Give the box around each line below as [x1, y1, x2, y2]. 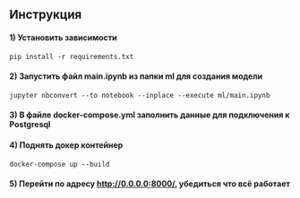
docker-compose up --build [9, 159, 110, 168]
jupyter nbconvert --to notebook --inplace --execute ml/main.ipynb [9, 90, 270, 99]
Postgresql [9, 119, 51, 130]
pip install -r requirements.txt [9, 52, 134, 61]
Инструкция [9, 7, 82, 22]
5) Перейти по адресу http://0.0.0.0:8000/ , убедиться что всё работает [9, 178, 291, 189]
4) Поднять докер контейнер [9, 139, 124, 151]
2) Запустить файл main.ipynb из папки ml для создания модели [9, 71, 262, 82]
